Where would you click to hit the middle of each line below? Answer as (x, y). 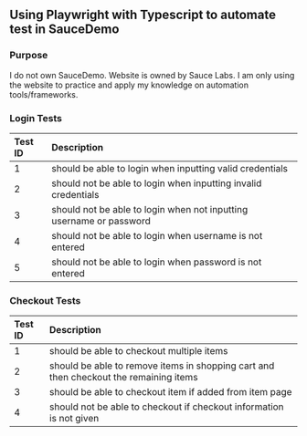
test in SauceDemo (64, 30)
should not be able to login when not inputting (150, 209)
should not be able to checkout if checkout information (167, 407)
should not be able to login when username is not (157, 235)
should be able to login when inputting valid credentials (170, 168)
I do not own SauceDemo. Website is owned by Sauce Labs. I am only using (152, 75)
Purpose (29, 56)
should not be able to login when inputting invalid (157, 183)
